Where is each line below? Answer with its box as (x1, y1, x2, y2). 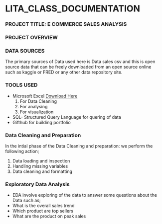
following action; (5, 148, 39, 154)
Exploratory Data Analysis (5, 181, 70, 188)
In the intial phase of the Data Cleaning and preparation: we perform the (5, 143, 153, 149)
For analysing (19, 103, 48, 109)
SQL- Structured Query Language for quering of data (12, 114, 121, 120)
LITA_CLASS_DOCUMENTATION (5, 3, 141, 14)
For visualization (19, 109, 54, 115)
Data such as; (12, 197, 41, 204)
